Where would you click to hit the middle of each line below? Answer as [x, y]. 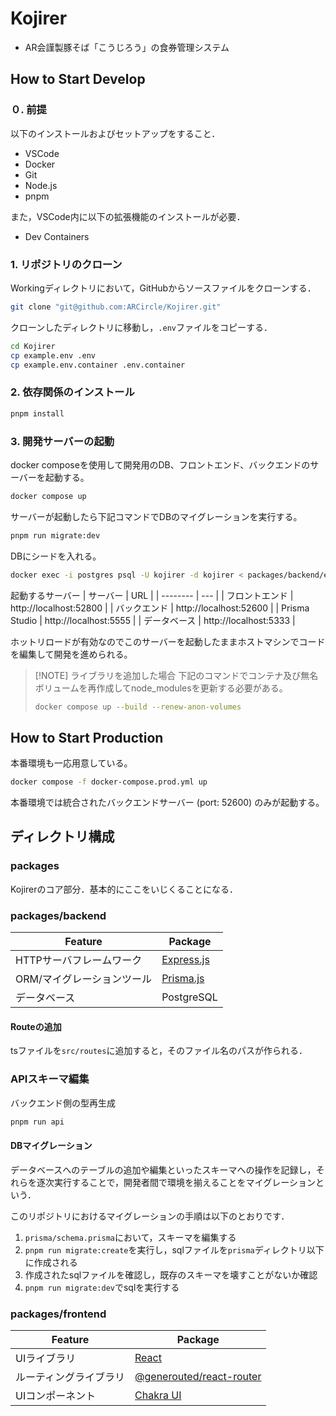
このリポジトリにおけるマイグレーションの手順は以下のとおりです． [150, 1216]
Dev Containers [57, 236]
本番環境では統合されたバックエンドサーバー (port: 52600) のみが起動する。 [167, 803]
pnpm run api [37, 1122]
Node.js [41, 185]
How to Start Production [87, 737]
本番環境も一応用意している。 [71, 763]
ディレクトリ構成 [62, 837]
